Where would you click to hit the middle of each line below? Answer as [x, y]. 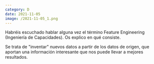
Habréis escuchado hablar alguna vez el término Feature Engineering [75, 32]
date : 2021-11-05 [23, 14]
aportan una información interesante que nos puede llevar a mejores [74, 52]
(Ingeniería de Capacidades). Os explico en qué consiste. [63, 37]
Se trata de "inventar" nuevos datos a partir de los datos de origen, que [77, 47]
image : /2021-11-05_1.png [31, 18]
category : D [17, 9]
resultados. [16, 57]
